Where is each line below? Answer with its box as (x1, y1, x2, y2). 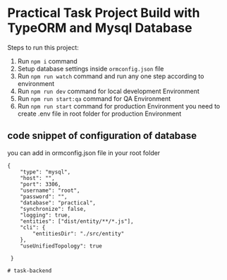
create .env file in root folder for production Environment (17, 109, 182, 118)
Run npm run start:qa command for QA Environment (17, 94, 171, 103)
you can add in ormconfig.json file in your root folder (7, 148, 161, 157)
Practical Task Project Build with (7, 5, 200, 21)
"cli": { (20, 224, 46, 231)
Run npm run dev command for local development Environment (17, 87, 200, 95)
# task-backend (7, 267, 52, 274)
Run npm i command (17, 56, 78, 65)
